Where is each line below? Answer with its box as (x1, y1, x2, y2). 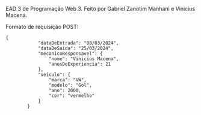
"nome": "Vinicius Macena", (48, 56, 119, 62)
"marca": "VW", (48, 77, 87, 83)
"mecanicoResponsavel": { (37, 51, 103, 57)
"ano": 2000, (48, 87, 82, 93)
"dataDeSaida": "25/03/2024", (37, 45, 114, 51)
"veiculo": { (37, 72, 70, 78)
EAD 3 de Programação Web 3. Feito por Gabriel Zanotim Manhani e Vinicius (5, 5, 196, 12)
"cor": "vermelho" (48, 93, 95, 99)
